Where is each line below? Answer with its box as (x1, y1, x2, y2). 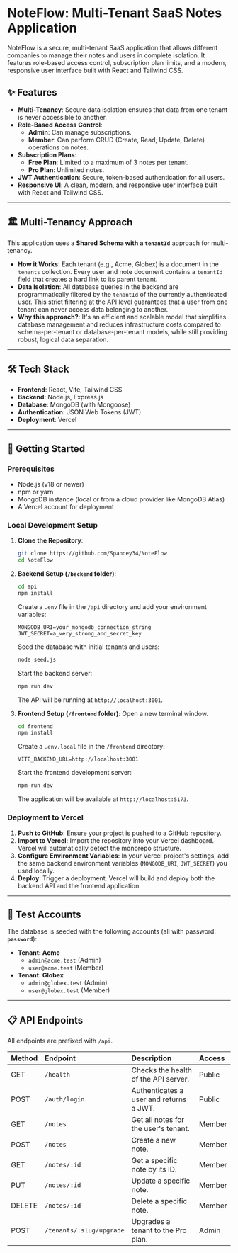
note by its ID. (131, 1164, 177, 1174)
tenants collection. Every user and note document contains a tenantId (17, 267, 223, 276)
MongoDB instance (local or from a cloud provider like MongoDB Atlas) (17, 495, 225, 504)
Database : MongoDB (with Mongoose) (17, 400, 131, 409)
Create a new (131, 1135, 176, 1145)
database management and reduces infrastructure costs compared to (17, 320, 222, 329)
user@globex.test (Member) (28, 986, 110, 994)
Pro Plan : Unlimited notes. (28, 165, 105, 174)
